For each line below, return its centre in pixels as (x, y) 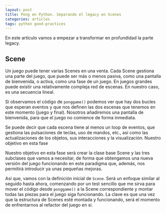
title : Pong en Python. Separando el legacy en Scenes (63, 14)
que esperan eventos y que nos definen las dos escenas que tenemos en (80, 107)
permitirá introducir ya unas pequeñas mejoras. (54, 169)
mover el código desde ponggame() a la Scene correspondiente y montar (79, 189)
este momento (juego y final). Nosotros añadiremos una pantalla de (74, 112)
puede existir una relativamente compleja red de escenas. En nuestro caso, (82, 87)
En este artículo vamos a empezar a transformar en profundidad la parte (79, 38)
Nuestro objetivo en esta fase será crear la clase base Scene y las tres (78, 153)
